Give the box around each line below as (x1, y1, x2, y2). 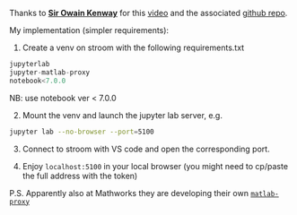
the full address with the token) (22, 170, 138, 181)
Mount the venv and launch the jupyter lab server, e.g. (22, 109, 223, 120)
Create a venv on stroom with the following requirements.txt (22, 42, 245, 53)
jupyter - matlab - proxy (9, 67, 91, 77)
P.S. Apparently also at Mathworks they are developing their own (9, 187, 249, 198)
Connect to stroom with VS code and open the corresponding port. (22, 143, 271, 154)
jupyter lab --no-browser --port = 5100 (9, 127, 154, 136)
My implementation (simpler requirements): (9, 25, 169, 35)
